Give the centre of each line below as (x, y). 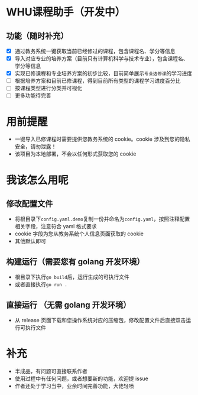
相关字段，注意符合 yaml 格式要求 (56, 226)
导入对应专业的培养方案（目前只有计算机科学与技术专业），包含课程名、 (101, 59)
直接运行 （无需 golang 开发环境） (69, 305)
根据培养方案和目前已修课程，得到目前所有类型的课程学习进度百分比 (98, 81)
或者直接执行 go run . (41, 284)
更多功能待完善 (33, 96)
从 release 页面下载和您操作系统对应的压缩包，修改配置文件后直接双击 (100, 320)
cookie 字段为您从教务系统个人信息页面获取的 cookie (79, 234)
